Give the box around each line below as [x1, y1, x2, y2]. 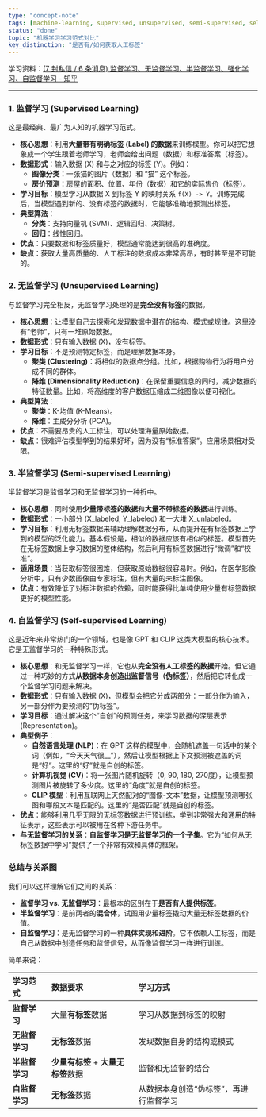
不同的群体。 [38, 366, 81, 376]
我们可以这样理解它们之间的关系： [8, 881, 120, 891]
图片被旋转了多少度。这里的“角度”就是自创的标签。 [38, 780, 204, 790]
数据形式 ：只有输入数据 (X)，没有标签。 [19, 337, 150, 346]
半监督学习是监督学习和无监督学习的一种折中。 [8, 487, 161, 497]
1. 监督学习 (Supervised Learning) [8, 103, 139, 114]
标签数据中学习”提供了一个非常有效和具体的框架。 [19, 840, 183, 849]
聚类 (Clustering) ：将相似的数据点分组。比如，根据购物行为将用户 [31, 356, 248, 366]
